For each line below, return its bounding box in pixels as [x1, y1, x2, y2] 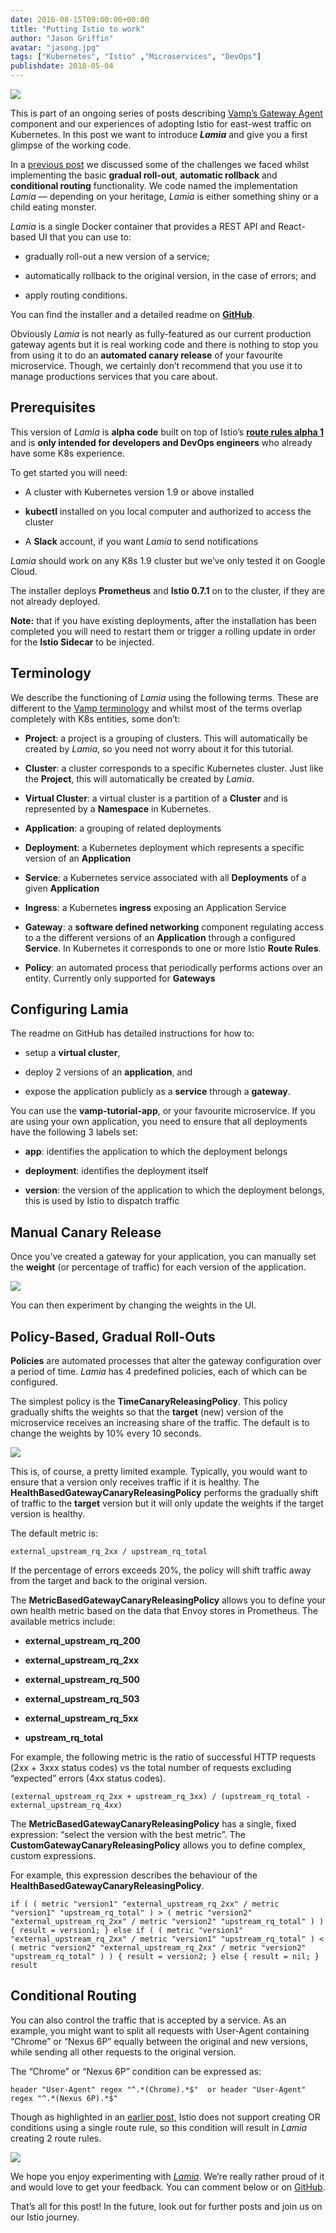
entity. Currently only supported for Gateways [24, 972, 216, 984]
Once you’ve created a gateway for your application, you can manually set [10, 1251, 317, 1263]
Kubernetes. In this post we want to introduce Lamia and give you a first [10, 129, 308, 140]
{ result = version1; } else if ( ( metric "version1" [10, 1926, 244, 1936]
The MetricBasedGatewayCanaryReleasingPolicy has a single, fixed [10, 1818, 297, 1830]
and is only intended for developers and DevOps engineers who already [10, 436, 313, 448]
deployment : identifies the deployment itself [24, 1165, 209, 1177]
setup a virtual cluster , [24, 1047, 121, 1059]
